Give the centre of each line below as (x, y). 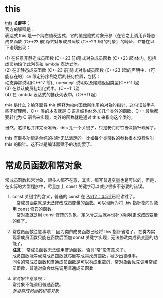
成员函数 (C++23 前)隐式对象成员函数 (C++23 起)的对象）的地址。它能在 (78, 41)
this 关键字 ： (18, 23)
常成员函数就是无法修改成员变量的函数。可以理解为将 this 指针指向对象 (87, 202)
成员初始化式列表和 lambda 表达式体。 (44, 64)
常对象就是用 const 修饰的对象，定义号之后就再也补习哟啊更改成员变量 (87, 215)
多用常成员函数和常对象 (36, 290)
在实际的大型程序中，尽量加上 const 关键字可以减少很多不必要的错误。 (76, 186)
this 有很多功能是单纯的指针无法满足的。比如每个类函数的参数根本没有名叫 (80, 138)
